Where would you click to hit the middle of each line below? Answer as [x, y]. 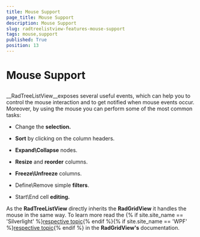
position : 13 [23, 46]
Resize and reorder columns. [51, 162]
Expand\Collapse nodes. [46, 150]
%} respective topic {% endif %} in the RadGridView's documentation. [93, 228]
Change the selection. [43, 127]
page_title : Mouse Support [40, 17]
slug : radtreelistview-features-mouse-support [66, 29]
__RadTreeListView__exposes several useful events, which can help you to [98, 96]
